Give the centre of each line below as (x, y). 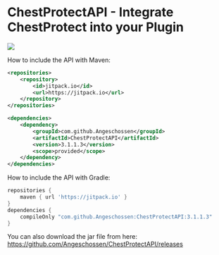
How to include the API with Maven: (59, 60)
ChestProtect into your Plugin (96, 27)
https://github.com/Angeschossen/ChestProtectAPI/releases (95, 244)
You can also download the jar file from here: (72, 237)
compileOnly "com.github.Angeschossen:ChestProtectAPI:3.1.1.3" (116, 217)
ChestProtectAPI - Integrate (90, 12)
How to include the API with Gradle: (59, 178)
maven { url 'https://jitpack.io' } (74, 197)
